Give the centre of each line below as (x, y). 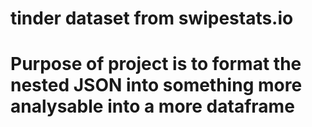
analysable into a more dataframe (152, 106)
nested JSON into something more (156, 85)
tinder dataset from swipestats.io (152, 18)
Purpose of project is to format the (156, 64)
